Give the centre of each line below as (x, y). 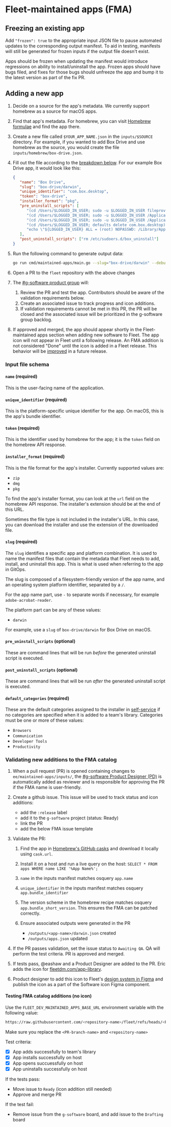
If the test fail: (20, 1104)
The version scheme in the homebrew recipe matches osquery (86, 902)
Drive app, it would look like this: (47, 168)
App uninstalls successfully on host (50, 1069)
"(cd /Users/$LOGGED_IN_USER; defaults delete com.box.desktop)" (97, 225)
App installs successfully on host (47, 1057)
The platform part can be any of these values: (53, 610)
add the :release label (44, 812)
